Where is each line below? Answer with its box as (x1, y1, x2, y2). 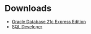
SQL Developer (11, 23, 43, 29)
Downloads (4, 3, 52, 14)
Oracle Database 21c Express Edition (11, 19, 86, 24)
